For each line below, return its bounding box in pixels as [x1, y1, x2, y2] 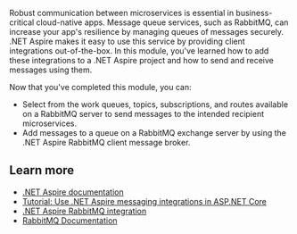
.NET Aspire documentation [21, 187, 125, 197]
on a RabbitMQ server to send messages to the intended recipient [21, 109, 265, 119]
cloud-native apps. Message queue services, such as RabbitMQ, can [36, 17, 289, 28]
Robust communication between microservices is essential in [9, 8, 235, 18]
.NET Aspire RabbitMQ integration [21, 205, 147, 216]
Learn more [9, 163, 75, 178]
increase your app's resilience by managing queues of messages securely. [9, 27, 284, 37]
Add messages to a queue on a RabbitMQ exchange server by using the [21, 128, 287, 138]
